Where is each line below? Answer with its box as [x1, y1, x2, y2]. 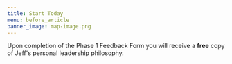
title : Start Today [7, 10, 64, 17]
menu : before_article [7, 17, 70, 23]
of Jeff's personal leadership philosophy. [7, 49, 125, 57]
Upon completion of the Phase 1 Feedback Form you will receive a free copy [7, 42, 225, 50]
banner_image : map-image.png [7, 23, 91, 30]
